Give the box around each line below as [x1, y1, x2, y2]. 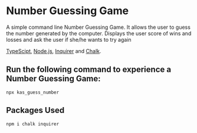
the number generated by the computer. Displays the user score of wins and [6, 29, 192, 36]
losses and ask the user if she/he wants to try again [6, 36, 132, 43]
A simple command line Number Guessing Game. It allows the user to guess [6, 24, 191, 31]
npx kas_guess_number [6, 89, 60, 95]
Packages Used [6, 105, 65, 115]
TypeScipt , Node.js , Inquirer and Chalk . [6, 47, 101, 54]
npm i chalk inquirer [6, 121, 60, 127]
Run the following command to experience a [6, 65, 172, 75]
